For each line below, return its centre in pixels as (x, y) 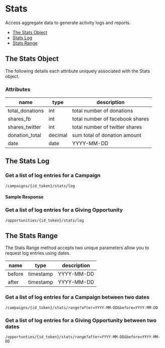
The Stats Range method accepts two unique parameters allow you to (77, 248)
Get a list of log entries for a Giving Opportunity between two (81, 320)
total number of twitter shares (107, 127)
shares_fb (19, 119)
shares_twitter (24, 127)
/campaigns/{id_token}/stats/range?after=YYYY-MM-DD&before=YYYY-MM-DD (81, 308)
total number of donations (103, 111)
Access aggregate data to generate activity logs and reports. (68, 23)
